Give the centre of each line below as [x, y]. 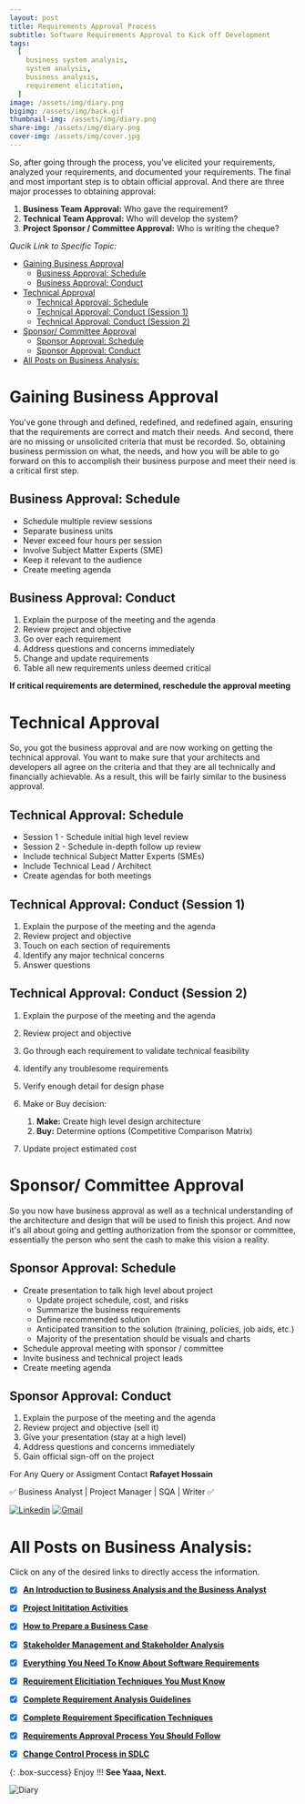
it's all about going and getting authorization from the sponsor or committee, [152, 1230]
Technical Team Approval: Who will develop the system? [130, 218]
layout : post [34, 18]
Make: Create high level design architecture [118, 1121]
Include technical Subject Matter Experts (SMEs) [113, 856]
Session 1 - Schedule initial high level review [106, 837]
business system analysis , [77, 60]
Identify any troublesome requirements [95, 1068]
